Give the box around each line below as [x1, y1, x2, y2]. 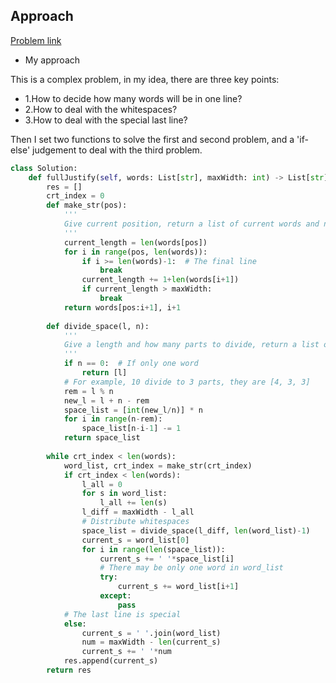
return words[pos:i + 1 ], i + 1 [63, 302, 182, 313]
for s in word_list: [81, 489, 168, 499]
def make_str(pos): [46, 200, 128, 211]
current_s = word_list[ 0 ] [81, 535, 190, 545]
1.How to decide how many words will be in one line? [24, 92, 243, 104]
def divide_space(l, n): [46, 321, 150, 331]
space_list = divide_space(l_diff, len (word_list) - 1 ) [81, 525, 311, 536]
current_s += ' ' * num [81, 647, 172, 657]
